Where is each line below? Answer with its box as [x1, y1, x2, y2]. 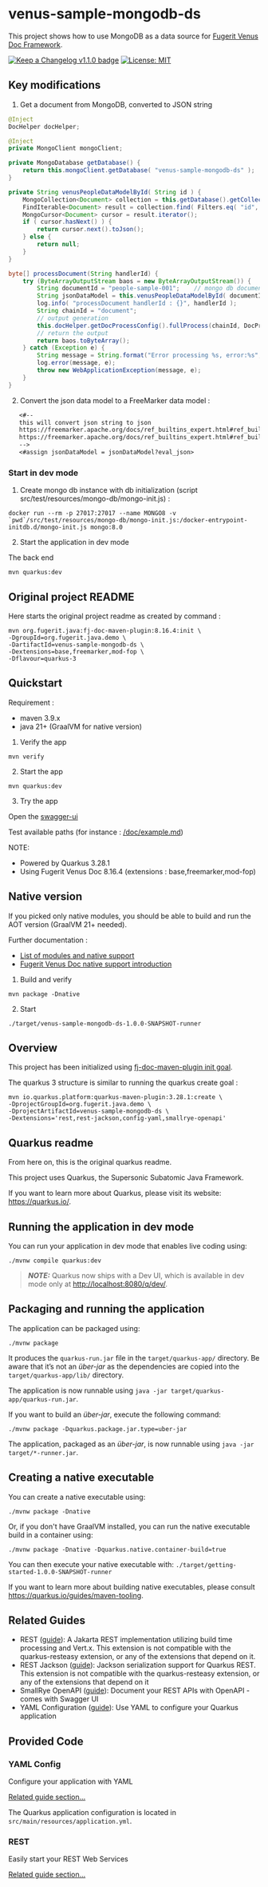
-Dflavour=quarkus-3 [8, 654, 77, 662]
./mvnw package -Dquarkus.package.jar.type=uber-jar [8, 1425, 187, 1433]
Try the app [19, 796, 58, 806]
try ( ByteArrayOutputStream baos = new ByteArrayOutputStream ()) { [22, 277, 251, 285]
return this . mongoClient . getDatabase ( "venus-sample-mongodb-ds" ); [22, 166, 255, 174]
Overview [8, 1041, 58, 1054]
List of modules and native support [19, 950, 135, 960]
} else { [22, 233, 52, 241]
